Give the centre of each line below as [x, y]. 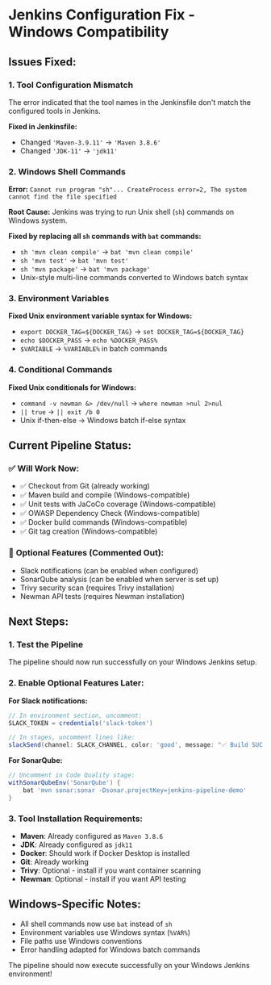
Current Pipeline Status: [70, 446]
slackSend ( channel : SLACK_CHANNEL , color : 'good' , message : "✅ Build [128, 745]
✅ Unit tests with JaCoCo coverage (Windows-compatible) [118, 504]
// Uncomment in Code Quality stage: [72, 775]
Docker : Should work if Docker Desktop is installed [105, 853]
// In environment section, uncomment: [75, 715]
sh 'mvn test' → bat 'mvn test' [74, 261]
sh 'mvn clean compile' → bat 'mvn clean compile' [107, 252]
